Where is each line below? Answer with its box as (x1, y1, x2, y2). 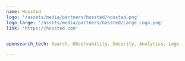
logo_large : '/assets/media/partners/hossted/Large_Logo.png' (6, 20, 164, 25)
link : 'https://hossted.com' (6, 25, 79, 31)
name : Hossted (6, 8, 42, 15)
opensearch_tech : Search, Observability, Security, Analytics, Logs (6, 41, 180, 47)
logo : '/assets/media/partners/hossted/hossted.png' (6, 14, 140, 20)
